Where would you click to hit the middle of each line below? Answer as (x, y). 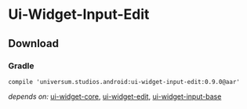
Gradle (21, 66)
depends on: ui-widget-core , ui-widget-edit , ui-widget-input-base (115, 96)
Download (33, 44)
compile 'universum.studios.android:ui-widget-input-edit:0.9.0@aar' (124, 82)
